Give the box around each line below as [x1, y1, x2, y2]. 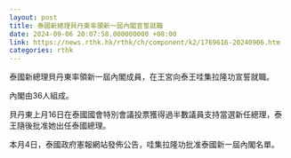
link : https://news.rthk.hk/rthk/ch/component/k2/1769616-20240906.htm [9, 37, 280, 47]
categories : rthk [9, 46, 74, 55]
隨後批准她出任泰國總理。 [16, 121, 111, 131]
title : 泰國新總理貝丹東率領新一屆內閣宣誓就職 [9, 21, 164, 30]
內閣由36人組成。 [9, 91, 74, 101]
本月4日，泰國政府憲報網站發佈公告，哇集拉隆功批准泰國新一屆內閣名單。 [9, 139, 280, 150]
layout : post [9, 12, 58, 22]
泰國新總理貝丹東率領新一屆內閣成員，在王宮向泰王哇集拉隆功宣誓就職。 [9, 72, 274, 83]
